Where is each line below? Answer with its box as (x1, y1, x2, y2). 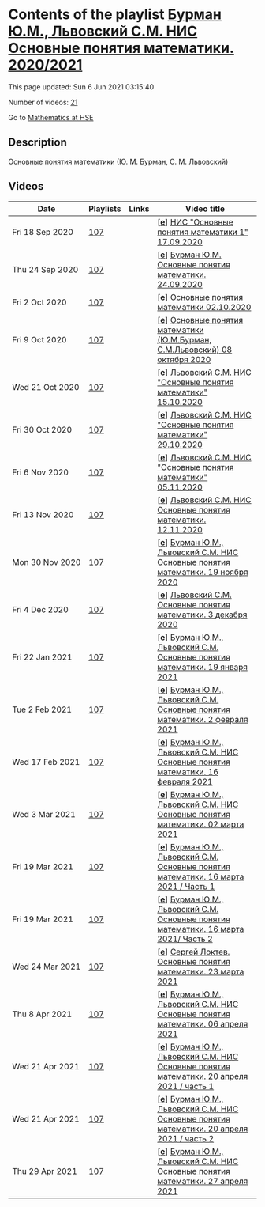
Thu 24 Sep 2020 (12, 263, 79, 274)
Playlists (88, 203, 121, 214)
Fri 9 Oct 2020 (12, 334, 67, 345)
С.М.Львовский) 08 (157, 344, 233, 355)
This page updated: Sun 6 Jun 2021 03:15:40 (8, 81, 155, 92)
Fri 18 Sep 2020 (12, 226, 73, 237)
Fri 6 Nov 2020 (12, 467, 69, 478)
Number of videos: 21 (8, 97, 78, 107)
